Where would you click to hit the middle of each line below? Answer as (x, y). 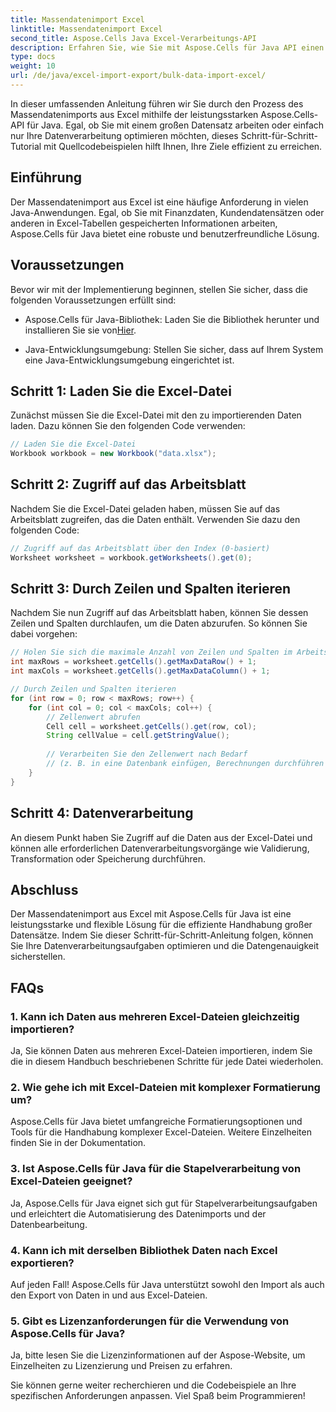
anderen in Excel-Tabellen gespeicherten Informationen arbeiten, (144, 223)
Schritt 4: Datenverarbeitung (102, 813)
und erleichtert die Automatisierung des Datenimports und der (138, 1213)
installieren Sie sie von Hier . (80, 330)
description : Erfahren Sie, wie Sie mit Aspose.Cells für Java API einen (167, 47)
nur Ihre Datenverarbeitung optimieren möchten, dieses (124, 135)
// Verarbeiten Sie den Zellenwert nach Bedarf (147, 754)
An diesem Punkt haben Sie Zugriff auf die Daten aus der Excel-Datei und (161, 837)
